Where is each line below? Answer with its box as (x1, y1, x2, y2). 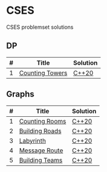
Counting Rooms (19, 117, 66, 125)
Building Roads (19, 126, 62, 135)
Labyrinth (19, 136, 46, 144)
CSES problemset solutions (6, 23, 74, 31)
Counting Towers (19, 68, 68, 77)
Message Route (19, 146, 64, 155)
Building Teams (19, 156, 63, 164)
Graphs (6, 89, 35, 99)
